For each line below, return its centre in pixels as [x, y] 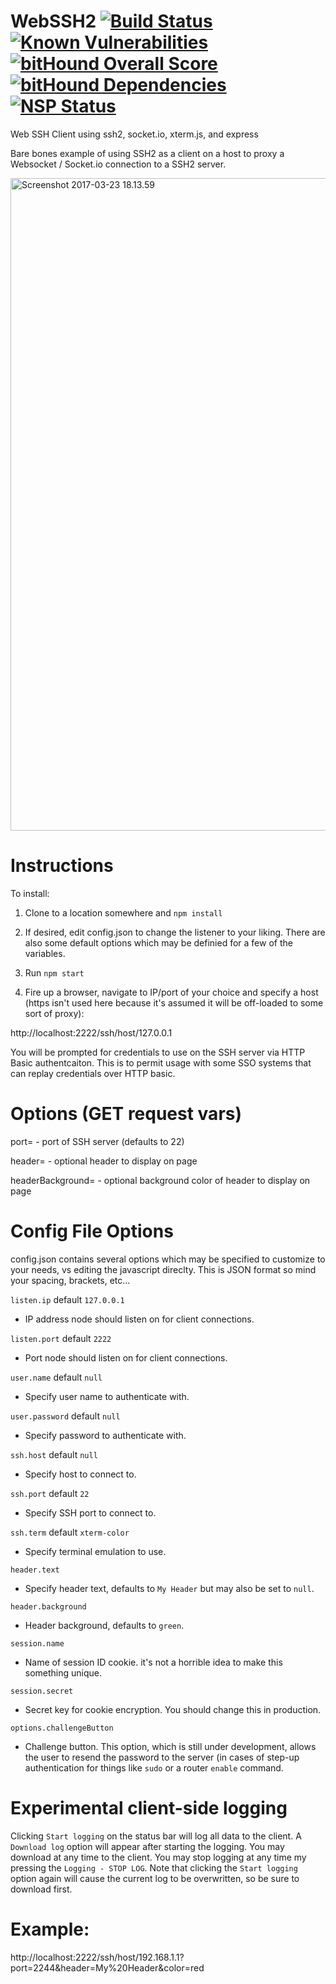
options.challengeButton [62, 1728]
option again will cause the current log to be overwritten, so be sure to [155, 1878]
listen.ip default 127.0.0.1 [67, 1299]
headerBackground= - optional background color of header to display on [160, 1180]
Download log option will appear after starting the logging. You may [147, 1846]
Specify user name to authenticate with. [107, 1396]
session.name [37, 1643]
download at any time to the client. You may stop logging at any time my [158, 1857]
